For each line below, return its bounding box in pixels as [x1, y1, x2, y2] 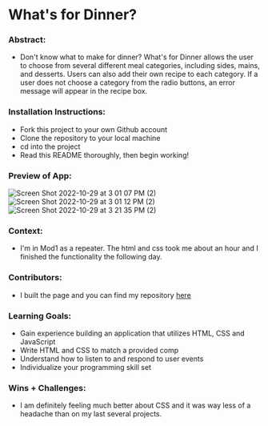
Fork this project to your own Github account [19, 124, 168, 134]
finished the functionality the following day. [19, 252, 162, 262]
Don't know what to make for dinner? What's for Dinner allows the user [19, 52, 254, 62]
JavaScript [19, 336, 56, 346]
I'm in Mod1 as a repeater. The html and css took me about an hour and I [19, 243, 258, 253]
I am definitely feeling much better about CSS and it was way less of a [19, 400, 251, 410]
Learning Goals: [8, 310, 72, 321]
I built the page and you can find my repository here [19, 290, 192, 299]
